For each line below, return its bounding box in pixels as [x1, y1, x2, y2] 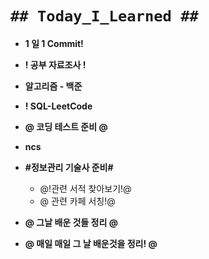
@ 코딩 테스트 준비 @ [24, 120, 108, 132]
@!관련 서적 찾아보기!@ [39, 182, 132, 194]
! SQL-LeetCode [24, 100, 93, 112]
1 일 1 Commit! [24, 37, 84, 49]
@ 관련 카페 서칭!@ [39, 195, 116, 207]
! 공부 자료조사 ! [24, 58, 87, 71]
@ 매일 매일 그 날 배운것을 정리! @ [24, 237, 158, 249]
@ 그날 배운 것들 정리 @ [24, 216, 118, 228]
